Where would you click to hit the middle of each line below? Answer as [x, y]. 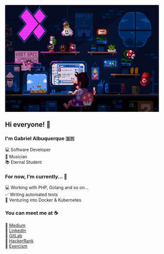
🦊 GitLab [14, 236]
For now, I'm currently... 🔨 [36, 176]
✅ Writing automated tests [31, 194]
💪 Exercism [16, 246]
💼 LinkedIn [16, 231]
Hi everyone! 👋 [28, 125]
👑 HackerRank [20, 241]
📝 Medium [15, 225]
